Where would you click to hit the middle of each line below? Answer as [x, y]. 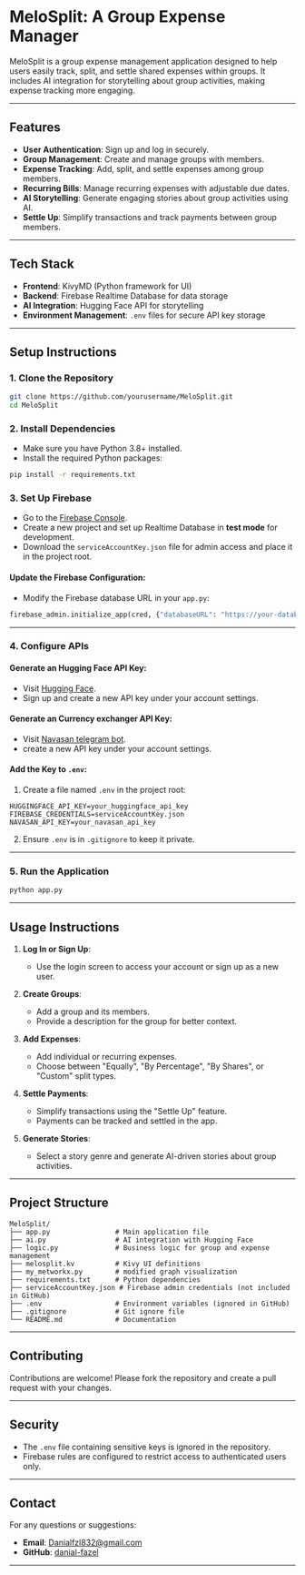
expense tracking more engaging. [73, 90]
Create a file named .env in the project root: [104, 790]
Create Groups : [52, 994]
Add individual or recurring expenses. [106, 1057]
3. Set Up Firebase [51, 498]
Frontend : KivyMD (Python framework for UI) [107, 286]
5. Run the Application [59, 871]
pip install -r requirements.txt [73, 475]
